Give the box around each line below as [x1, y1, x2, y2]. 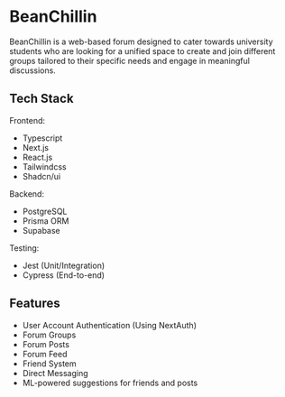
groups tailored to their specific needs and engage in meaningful [9, 55, 251, 66]
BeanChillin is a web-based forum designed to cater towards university [9, 36, 273, 47]
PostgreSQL [22, 206, 68, 217]
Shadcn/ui [22, 171, 61, 181]
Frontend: [9, 115, 46, 125]
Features [9, 296, 60, 311]
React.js [22, 152, 53, 162]
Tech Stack [9, 91, 74, 106]
